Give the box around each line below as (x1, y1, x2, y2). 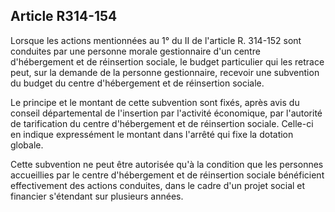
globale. (10, 139, 44, 151)
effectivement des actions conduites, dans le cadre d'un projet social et (10, 179, 306, 191)
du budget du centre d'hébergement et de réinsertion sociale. (10, 77, 265, 89)
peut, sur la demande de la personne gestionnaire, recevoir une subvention (10, 66, 320, 78)
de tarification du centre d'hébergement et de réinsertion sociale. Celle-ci (10, 117, 314, 129)
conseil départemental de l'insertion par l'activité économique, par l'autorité (10, 107, 323, 119)
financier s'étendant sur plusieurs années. (10, 190, 184, 202)
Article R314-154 (10, 8, 118, 25)
